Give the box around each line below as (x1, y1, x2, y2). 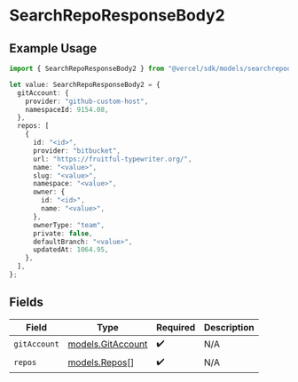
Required (156, 321, 196, 333)
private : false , (32, 228, 93, 238)
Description (203, 321, 255, 333)
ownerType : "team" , (32, 220, 105, 229)
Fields (9, 295, 44, 310)
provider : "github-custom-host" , (25, 97, 149, 106)
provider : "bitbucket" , (32, 146, 122, 155)
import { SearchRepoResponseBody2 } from (9, 64, 165, 73)
